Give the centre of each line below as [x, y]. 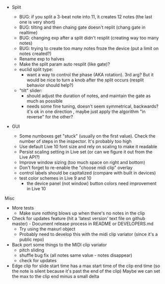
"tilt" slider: [31, 90]
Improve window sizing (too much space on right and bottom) [82, 162]
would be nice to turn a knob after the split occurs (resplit [85, 80]
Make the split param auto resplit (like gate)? [64, 64]
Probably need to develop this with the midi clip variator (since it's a [88, 234]
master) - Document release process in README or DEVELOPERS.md [83, 224]
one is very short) [37, 22]
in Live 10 [36, 189]
